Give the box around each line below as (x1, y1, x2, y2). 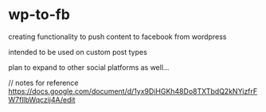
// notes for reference (8, 78, 79, 87)
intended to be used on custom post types (8, 47, 147, 56)
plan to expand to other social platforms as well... (8, 62, 170, 72)
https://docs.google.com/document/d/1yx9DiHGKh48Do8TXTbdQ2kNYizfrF (8, 86, 258, 96)
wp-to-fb (8, 6, 70, 24)
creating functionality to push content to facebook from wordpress (8, 32, 227, 41)
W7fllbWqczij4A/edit (8, 95, 76, 104)
